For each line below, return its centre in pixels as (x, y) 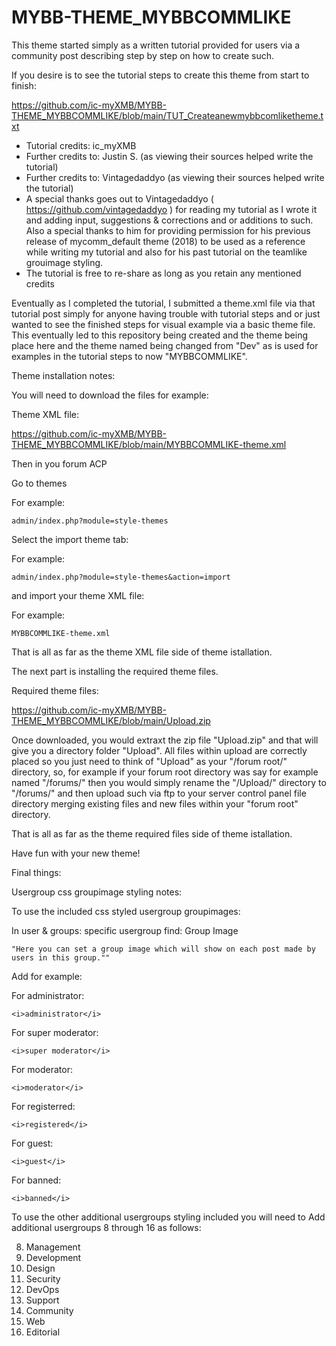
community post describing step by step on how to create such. (143, 55)
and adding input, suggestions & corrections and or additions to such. (169, 220)
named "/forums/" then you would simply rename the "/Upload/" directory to (169, 782)
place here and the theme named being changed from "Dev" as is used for (165, 345)
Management (53, 1247)
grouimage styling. (64, 262)
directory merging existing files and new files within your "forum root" (155, 803)
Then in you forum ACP (59, 463)
